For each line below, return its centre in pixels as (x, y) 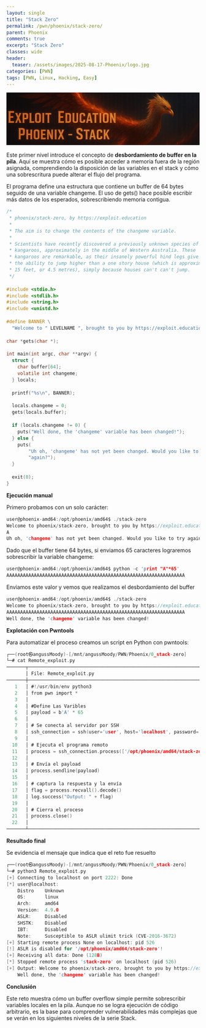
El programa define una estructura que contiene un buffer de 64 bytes (95, 187)
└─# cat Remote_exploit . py (41, 661)
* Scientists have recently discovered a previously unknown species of (104, 244)
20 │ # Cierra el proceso (48, 810)
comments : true (26, 39)
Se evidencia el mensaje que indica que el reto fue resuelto (81, 853)
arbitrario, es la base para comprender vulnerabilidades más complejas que (102, 1011)
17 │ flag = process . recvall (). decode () (67, 790)
